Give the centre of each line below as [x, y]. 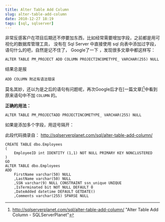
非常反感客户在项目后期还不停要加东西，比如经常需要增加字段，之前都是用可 [82, 38]
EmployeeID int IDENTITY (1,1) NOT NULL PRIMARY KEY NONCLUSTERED [83, 153]
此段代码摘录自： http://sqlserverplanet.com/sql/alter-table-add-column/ [79, 135]
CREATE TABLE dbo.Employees [34, 144]
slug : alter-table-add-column [36, 14]
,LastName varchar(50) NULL [42, 179]
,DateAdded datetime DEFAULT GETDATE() [55, 192]
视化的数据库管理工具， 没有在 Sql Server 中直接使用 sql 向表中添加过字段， [82, 44]
